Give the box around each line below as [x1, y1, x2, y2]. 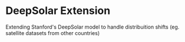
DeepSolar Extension [5, 4, 111, 17]
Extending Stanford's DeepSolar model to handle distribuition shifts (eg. [5, 23, 180, 30]
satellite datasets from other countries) [5, 29, 100, 36]
